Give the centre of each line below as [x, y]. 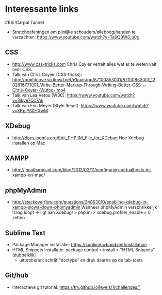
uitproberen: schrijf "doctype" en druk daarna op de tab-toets [81, 260]
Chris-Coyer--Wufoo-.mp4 [39, 90]
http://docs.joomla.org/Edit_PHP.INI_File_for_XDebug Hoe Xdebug [78, 138]
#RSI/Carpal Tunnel [24, 22]
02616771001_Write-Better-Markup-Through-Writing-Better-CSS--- [79, 85]
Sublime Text [25, 233]
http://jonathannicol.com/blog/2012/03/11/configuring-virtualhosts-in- [82, 170]
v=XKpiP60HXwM [30, 111]
